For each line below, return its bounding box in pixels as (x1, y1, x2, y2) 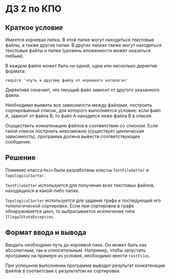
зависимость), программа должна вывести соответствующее (5, 133, 141, 139)
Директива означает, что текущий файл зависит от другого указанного (5, 87, 160, 93)
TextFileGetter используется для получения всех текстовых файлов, (5, 182, 155, 188)
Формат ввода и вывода (5, 228, 86, 237)
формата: (5, 68, 26, 74)
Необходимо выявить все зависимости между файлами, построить (5, 102, 153, 108)
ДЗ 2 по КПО (5, 3, 62, 15)
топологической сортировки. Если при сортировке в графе (5, 202, 134, 208)
